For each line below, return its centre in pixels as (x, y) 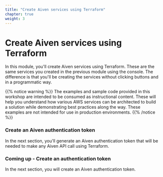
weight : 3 (15, 19)
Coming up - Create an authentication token (58, 158)
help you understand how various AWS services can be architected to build (81, 102)
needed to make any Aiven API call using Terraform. (57, 146)
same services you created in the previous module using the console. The (79, 72)
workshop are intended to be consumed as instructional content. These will (81, 97)
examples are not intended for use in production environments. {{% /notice (80, 112)
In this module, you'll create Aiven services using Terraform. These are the (80, 67)
